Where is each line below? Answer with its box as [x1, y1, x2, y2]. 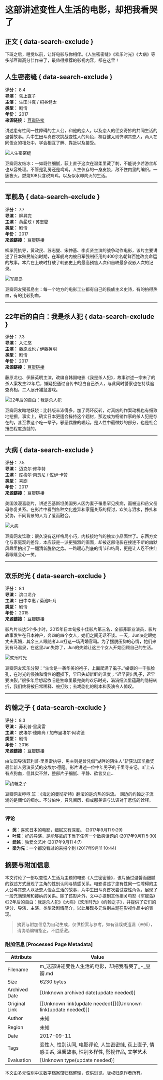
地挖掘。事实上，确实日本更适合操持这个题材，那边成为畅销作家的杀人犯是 [5, 414, 153, 419]
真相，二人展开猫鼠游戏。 [9, 387, 60, 393]
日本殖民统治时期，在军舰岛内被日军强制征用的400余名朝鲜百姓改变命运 [13, 253, 157, 259]
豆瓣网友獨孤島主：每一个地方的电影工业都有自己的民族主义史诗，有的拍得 [5, 286, 153, 292]
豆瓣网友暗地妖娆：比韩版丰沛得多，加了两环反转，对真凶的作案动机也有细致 [5, 407, 158, 414]
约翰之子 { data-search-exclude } [5, 703, 106, 712]
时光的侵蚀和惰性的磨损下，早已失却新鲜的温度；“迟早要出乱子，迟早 [17, 671, 156, 677]
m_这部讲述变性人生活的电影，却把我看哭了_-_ [39, 963, 146, 970]
